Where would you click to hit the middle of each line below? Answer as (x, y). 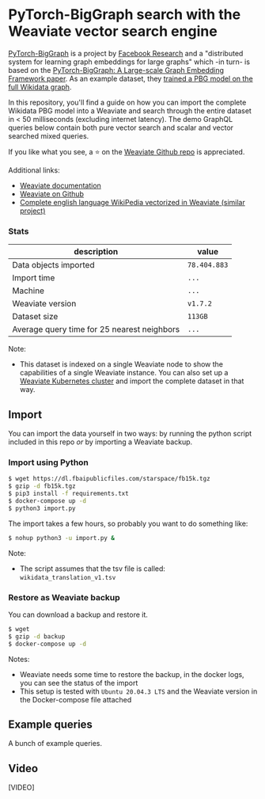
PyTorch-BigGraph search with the (125, 15)
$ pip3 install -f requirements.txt (68, 494)
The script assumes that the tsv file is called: (93, 569)
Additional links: (34, 170)
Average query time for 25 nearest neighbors (96, 329)
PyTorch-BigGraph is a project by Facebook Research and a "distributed (126, 53)
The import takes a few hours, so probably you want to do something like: (128, 523)
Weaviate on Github (52, 194)
